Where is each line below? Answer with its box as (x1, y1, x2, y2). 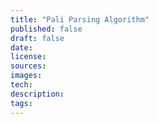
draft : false (10, 33, 65, 43)
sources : (10, 61, 47, 71)
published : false (10, 24, 83, 34)
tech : (10, 80, 33, 90)
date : (10, 42, 33, 53)
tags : (10, 98, 33, 108)
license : (10, 52, 47, 62)
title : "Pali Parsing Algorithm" (10, 14, 150, 25)
